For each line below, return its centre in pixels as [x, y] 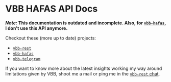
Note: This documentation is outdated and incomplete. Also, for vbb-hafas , [86, 23]
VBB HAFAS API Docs [52, 9]
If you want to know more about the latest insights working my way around [84, 68]
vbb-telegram [27, 59]
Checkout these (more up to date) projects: [51, 38]
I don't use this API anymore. [36, 28]
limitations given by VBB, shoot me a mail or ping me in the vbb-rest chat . [83, 73]
